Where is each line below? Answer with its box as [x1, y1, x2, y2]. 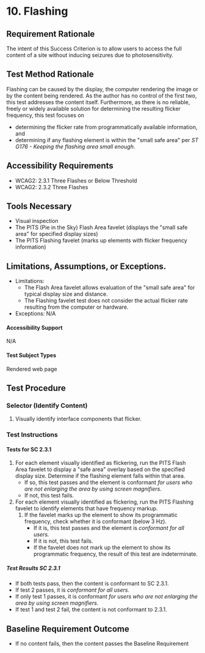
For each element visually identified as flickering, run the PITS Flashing [15, 498, 194, 506]
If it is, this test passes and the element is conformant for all [33, 524, 184, 532]
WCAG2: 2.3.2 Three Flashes [15, 183, 88, 191]
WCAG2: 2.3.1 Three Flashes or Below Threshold [15, 176, 137, 184]
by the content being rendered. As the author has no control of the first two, [6, 92, 197, 99]
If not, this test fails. [24, 492, 74, 499]
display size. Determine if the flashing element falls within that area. [15, 472, 185, 480]
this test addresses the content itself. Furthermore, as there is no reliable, [6, 98, 190, 105]
